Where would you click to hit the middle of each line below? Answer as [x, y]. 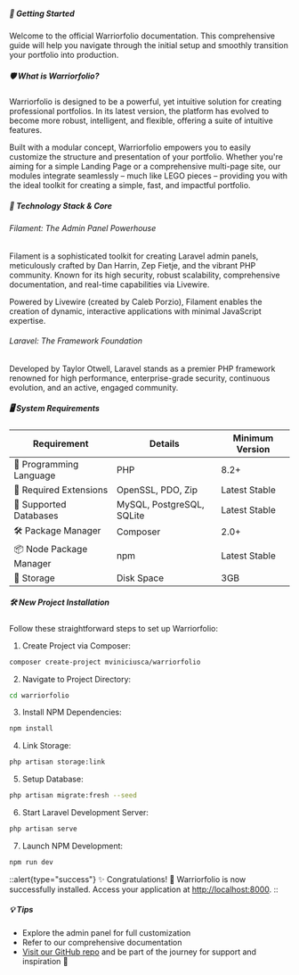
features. [26, 129]
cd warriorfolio [39, 695]
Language [35, 475]
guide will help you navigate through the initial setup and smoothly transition [149, 45]
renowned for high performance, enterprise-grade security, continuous [140, 378]
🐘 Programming [46, 464]
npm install [31, 729]
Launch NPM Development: [72, 846]
